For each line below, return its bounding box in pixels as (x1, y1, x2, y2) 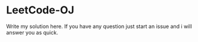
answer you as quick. (6, 29, 58, 36)
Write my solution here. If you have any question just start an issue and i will (6, 23, 192, 30)
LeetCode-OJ (6, 3, 74, 17)
